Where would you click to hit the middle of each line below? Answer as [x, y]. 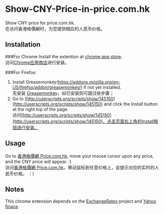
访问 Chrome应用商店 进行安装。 [37, 62]
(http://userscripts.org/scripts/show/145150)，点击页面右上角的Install [83, 121]
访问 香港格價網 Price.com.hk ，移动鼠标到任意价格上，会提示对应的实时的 [80, 167]
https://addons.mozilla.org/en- [89, 82]
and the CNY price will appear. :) [38, 161]
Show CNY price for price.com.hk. [40, 23]
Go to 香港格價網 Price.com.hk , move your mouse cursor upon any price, [80, 156]
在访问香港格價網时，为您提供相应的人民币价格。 [55, 29]
